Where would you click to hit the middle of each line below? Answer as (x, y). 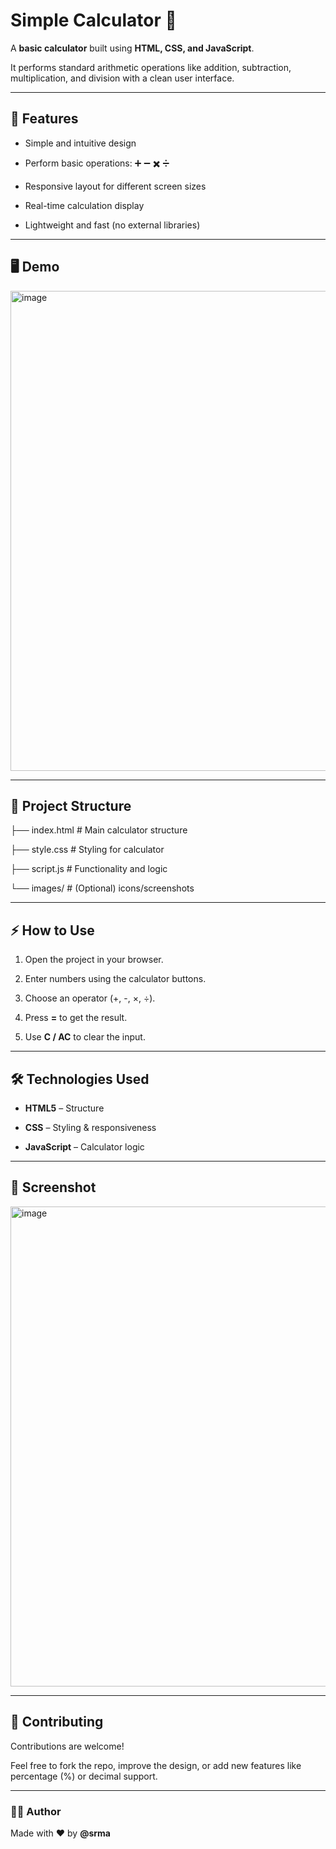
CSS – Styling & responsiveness (90, 1127)
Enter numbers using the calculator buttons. (115, 979)
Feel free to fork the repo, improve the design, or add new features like (156, 1765)
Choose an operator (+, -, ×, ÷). (90, 998)
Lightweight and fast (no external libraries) (112, 225)
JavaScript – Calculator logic (84, 1147)
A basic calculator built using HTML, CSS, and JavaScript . (132, 48)
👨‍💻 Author (36, 1811)
